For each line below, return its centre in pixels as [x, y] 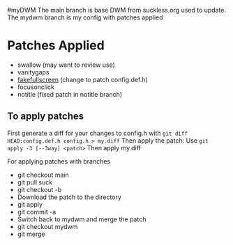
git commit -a [37, 212]
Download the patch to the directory [69, 197]
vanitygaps [33, 72]
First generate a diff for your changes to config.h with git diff [98, 133]
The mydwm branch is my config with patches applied [85, 17]
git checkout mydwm [47, 226]
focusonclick [36, 87]
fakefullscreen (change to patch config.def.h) [82, 79]
